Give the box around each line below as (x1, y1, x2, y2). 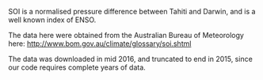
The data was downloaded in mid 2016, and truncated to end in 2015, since (8, 55, 253, 63)
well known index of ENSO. (8, 15, 97, 25)
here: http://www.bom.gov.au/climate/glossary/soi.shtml (8, 39, 192, 48)
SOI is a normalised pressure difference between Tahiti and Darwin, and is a (8, 7, 256, 16)
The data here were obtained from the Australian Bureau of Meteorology (8, 31, 244, 40)
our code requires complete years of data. (8, 63, 147, 72)
